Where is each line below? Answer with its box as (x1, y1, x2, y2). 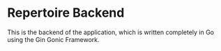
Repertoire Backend (7, 5, 125, 21)
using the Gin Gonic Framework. (7, 35, 100, 43)
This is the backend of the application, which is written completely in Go (7, 28, 215, 36)
